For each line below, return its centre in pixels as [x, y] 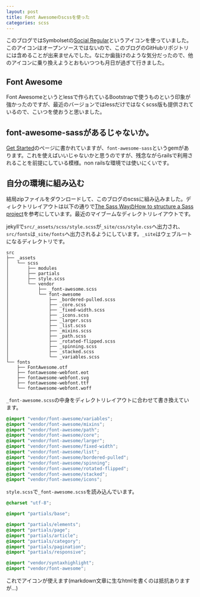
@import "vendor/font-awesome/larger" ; [56, 441]
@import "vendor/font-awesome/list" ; [53, 452]
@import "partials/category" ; [44, 541]
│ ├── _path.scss [46, 336]
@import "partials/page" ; [38, 530]
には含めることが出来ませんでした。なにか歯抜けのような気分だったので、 [97, 55]
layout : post [22, 12]
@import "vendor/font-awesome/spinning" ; [58, 463]
